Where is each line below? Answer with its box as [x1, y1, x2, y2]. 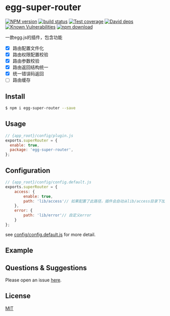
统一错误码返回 [12, 71, 44, 77]
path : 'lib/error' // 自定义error [23, 213, 92, 218]
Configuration [5, 166, 51, 175]
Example [5, 246, 33, 255]
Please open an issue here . [5, 277, 62, 283]
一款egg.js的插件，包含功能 [5, 34, 63, 40]
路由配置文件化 [12, 45, 44, 51]
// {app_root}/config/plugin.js [5, 133, 73, 138]
